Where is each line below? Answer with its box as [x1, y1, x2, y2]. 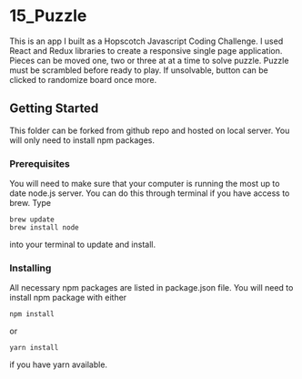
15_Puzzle [9, 5, 87, 26]
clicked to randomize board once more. [9, 74, 157, 85]
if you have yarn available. [9, 359, 107, 370]
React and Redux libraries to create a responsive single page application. [9, 45, 283, 56]
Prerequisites [9, 157, 70, 169]
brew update [9, 215, 55, 224]
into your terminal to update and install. [9, 239, 156, 251]
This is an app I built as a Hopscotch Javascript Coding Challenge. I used [9, 36, 284, 46]
